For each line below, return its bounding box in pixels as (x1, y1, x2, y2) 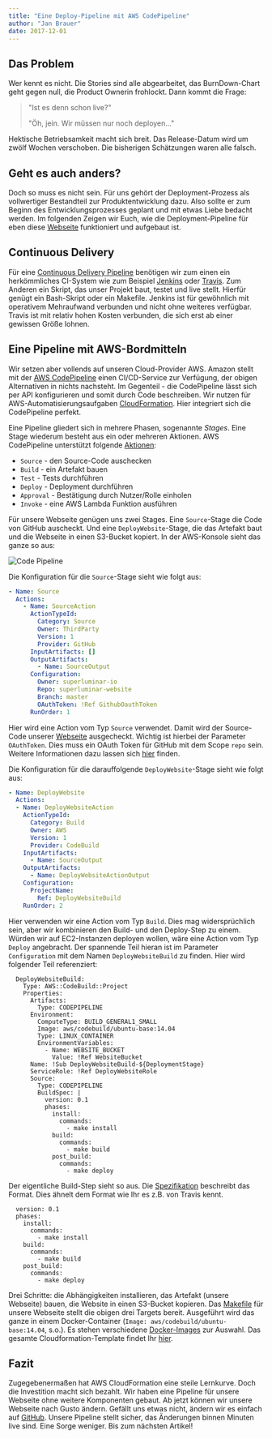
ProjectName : (29, 886, 74, 894)
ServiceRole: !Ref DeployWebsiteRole (29, 1067, 158, 1075)
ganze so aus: (8, 540, 55, 550)
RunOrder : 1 (29, 708, 70, 716)
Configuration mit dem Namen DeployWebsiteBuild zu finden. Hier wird (8, 950, 245, 961)
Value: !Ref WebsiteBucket (51, 1053, 143, 1061)
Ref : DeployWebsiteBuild (37, 893, 121, 902)
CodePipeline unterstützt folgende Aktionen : (8, 439, 156, 450)
